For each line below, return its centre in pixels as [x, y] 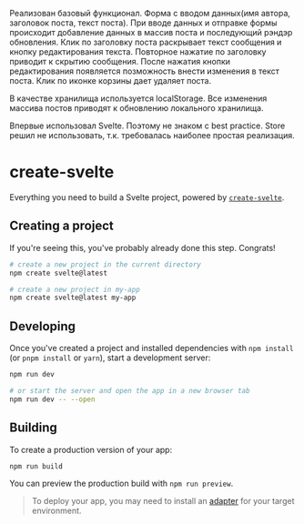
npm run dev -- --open [52, 399]
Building [33, 428]
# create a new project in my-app [75, 289]
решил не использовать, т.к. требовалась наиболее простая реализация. [152, 135]
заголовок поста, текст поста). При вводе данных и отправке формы [143, 23]
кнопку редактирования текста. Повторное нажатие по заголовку [138, 52]
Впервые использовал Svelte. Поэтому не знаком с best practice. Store [147, 126]
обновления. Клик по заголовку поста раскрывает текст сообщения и [146, 42]
